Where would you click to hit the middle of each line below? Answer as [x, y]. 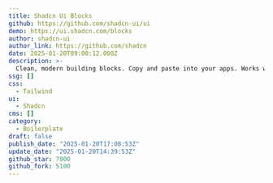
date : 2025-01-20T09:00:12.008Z [63, 53]
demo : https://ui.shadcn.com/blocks [70, 31]
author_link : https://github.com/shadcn [78, 46]
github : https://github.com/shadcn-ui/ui [80, 23]
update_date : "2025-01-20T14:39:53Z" [72, 151]
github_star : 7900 [39, 159]
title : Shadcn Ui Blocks [50, 16]
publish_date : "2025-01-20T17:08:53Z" [74, 144]
